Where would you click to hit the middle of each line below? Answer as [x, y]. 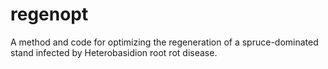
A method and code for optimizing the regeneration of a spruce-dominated [164, 42]
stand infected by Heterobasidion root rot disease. [114, 52]
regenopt [49, 14]
